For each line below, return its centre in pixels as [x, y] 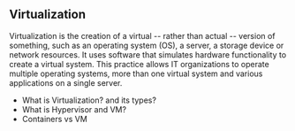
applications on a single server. [66, 82]
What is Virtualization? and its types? [89, 100]
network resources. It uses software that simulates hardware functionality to [148, 54]
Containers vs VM [55, 119]
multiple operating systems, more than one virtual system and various [136, 73]
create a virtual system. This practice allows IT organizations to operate [139, 64]
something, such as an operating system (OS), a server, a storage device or [147, 45]
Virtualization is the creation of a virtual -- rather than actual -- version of [142, 35]
